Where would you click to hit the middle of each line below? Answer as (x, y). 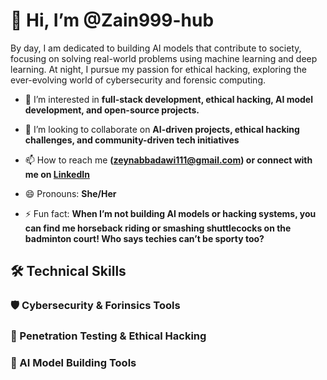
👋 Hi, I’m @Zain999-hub (112, 20)
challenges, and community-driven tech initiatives (132, 140)
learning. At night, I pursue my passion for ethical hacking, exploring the (158, 69)
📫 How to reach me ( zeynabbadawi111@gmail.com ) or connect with (168, 160)
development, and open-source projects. (112, 110)
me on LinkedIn (57, 174)
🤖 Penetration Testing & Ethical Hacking (108, 336)
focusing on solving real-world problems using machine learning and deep (164, 58)
